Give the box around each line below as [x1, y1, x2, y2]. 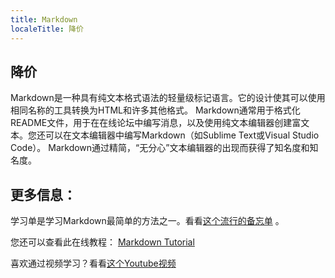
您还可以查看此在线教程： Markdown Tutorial [10, 236, 195, 248]
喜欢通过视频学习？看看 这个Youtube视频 [10, 257, 177, 270]
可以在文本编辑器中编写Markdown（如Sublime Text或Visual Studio [44, 129, 320, 141]
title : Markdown [10, 14, 78, 25]
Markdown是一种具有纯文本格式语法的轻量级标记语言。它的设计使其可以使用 [10, 92, 326, 104]
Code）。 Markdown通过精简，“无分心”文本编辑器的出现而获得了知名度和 [10, 142, 310, 154]
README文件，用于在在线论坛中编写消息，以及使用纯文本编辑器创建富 [10, 117, 302, 129]
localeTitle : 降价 [10, 24, 84, 34]
